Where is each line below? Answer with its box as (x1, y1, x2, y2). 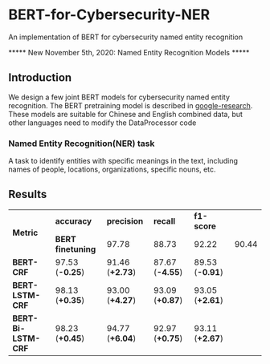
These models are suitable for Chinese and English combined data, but (8, 109, 243, 119)
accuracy (55, 215, 92, 226)
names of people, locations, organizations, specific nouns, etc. (8, 164, 216, 174)
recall (153, 215, 176, 226)
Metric (12, 227, 39, 238)
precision (106, 215, 144, 226)
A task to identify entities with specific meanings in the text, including (8, 156, 239, 166)
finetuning (55, 243, 96, 254)
